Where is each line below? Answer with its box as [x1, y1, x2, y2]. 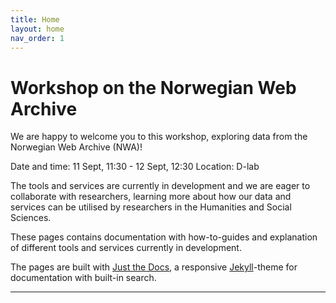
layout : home [10, 24, 65, 34]
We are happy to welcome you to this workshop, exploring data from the [10, 131, 308, 143]
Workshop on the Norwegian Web [10, 76, 297, 99]
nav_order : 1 [10, 33, 65, 43]
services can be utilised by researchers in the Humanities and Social [10, 201, 292, 213]
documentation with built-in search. [10, 272, 157, 284]
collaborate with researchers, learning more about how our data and [10, 191, 292, 203]
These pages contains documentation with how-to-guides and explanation [10, 231, 318, 243]
